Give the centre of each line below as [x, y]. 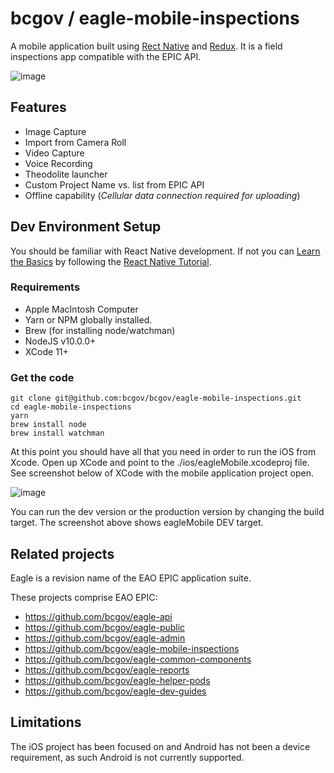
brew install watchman [57, 433]
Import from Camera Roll [75, 142]
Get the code [42, 377]
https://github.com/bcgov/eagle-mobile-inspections [132, 648]
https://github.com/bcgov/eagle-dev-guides [115, 691]
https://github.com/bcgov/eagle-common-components [138, 659]
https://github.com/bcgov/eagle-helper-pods [117, 680]
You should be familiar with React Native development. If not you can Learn [165, 251]
